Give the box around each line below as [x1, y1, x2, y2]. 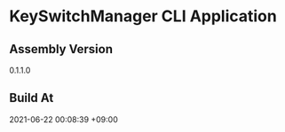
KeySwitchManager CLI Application [9, 6, 277, 27]
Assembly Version [9, 42, 114, 57]
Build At [9, 90, 54, 105]
